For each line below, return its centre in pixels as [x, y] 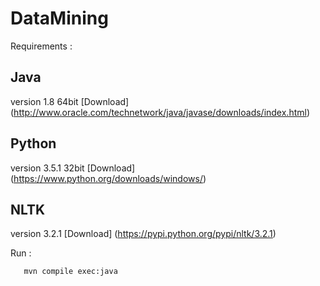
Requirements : [41, 46]
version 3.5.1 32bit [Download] [73, 168]
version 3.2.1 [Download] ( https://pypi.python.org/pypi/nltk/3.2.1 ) [143, 234]
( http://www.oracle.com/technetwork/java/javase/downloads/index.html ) [160, 112]
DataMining [59, 18]
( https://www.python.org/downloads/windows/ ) [108, 178]
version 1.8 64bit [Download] [70, 101]
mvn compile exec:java [70, 272]
